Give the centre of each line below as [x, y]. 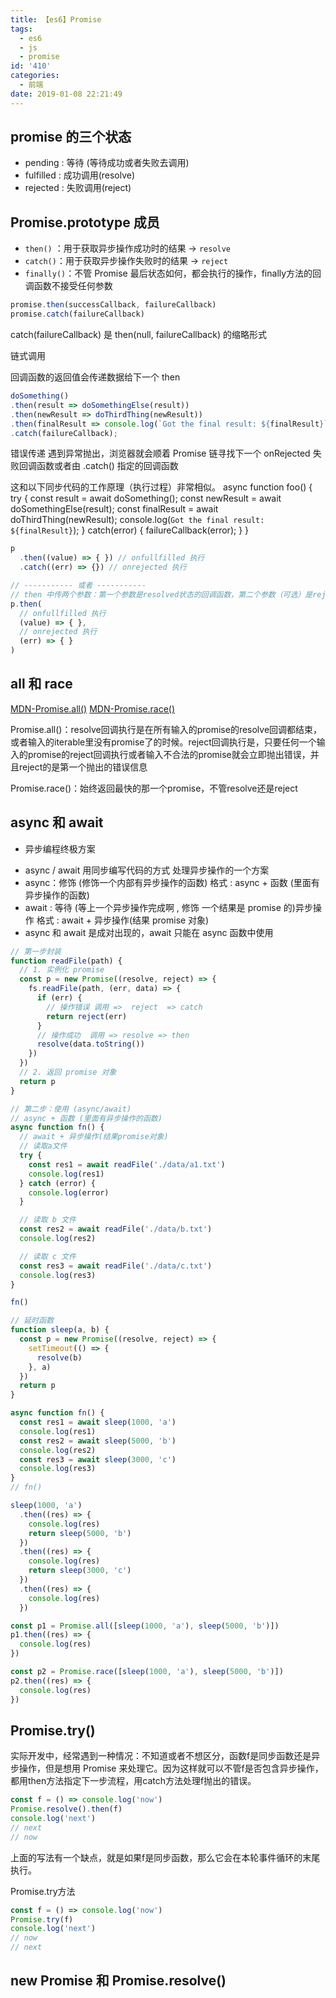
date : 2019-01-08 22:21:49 [66, 94]
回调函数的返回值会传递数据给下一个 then [95, 377]
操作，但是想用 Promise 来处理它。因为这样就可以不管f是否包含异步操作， [171, 1768]
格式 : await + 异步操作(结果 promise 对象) [123, 920]
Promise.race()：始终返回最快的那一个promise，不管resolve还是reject [154, 788]
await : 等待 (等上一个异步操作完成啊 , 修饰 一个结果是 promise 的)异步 [168, 907]
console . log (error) [69, 1192]
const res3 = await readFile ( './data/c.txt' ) [116, 1266]
